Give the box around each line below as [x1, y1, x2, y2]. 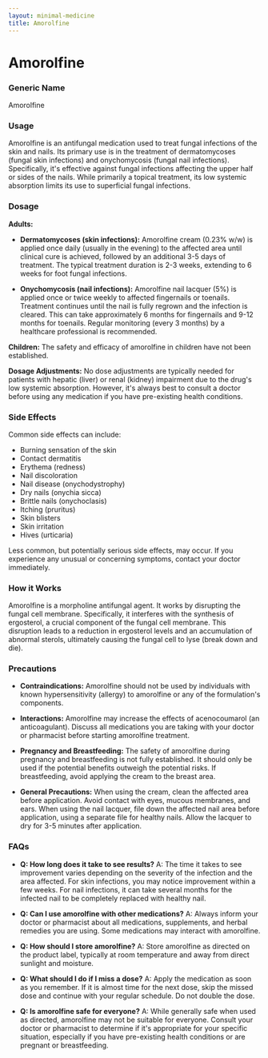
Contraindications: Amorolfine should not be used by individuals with [19, 681, 250, 691]
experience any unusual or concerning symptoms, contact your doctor [8, 553, 242, 564]
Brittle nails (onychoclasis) [19, 496, 107, 505]
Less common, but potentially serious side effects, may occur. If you [8, 545, 234, 555]
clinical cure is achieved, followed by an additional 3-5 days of [19, 251, 226, 261]
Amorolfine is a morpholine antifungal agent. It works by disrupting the [8, 601, 242, 610]
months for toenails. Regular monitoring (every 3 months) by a [19, 317, 226, 328]
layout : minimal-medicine [8, 11, 94, 20]
